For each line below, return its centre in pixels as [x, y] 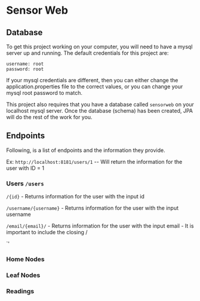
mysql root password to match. [44, 93]
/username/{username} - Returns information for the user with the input [93, 208]
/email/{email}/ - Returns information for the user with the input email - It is [100, 226]
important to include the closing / [47, 232]
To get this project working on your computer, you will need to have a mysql [99, 46]
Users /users [25, 184]
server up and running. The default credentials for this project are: [87, 53]
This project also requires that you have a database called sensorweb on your [100, 104]
